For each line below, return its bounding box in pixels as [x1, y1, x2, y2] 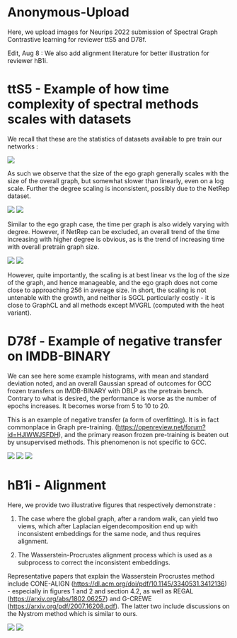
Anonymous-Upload [7, 4, 129, 21]
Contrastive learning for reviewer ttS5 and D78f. [7, 35, 147, 43]
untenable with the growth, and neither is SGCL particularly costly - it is [7, 293, 216, 301]
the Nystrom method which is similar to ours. [7, 609, 138, 617]
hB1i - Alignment [7, 477, 107, 493]
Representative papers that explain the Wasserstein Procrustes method [7, 572, 214, 580]
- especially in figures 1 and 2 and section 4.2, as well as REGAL [7, 586, 194, 595]
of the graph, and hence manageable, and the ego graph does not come [7, 278, 218, 286]
